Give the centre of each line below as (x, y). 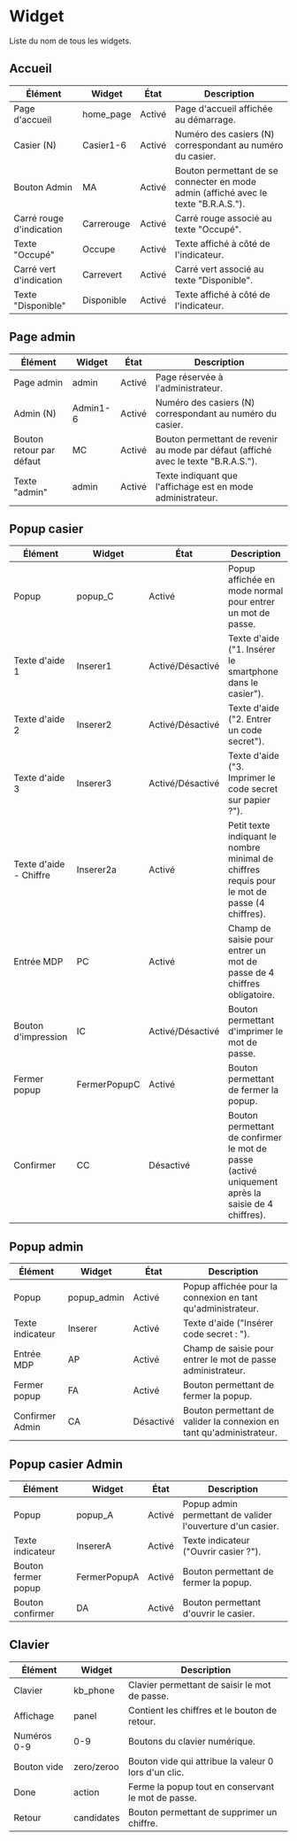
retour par (34, 450)
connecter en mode (216, 182)
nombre (244, 847)
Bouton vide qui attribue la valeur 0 (201, 1761)
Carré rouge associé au (224, 218)
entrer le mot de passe (229, 1359)
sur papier (250, 801)
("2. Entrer (250, 719)
